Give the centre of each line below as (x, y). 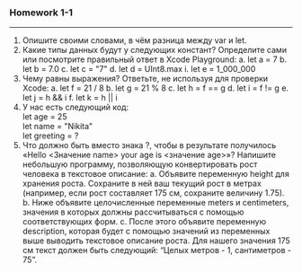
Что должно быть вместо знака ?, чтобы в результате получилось (149, 145)
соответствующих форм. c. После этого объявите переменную (144, 222)
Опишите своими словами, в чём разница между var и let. (134, 40)
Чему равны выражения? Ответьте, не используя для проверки (145, 79)
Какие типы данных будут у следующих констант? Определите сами (155, 50)
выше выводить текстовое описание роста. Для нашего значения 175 (156, 241)
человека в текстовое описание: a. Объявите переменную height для (155, 174)
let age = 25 (44, 117)
